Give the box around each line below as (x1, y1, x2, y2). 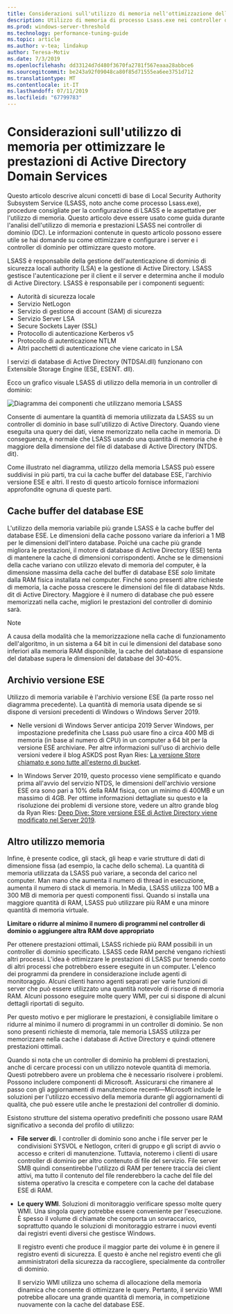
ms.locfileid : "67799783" (7, 95, 82, 102)
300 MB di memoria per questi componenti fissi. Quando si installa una (7, 891, 210, 900)
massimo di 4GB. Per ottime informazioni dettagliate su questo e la (17, 793, 208, 802)
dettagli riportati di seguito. (7, 999, 85, 1008)
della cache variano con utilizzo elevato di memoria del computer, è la (7, 560, 207, 569)
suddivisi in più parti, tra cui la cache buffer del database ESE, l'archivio (7, 470, 212, 478)
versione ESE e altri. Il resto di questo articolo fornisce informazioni (7, 478, 199, 486)
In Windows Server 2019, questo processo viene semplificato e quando (17, 771, 221, 779)
